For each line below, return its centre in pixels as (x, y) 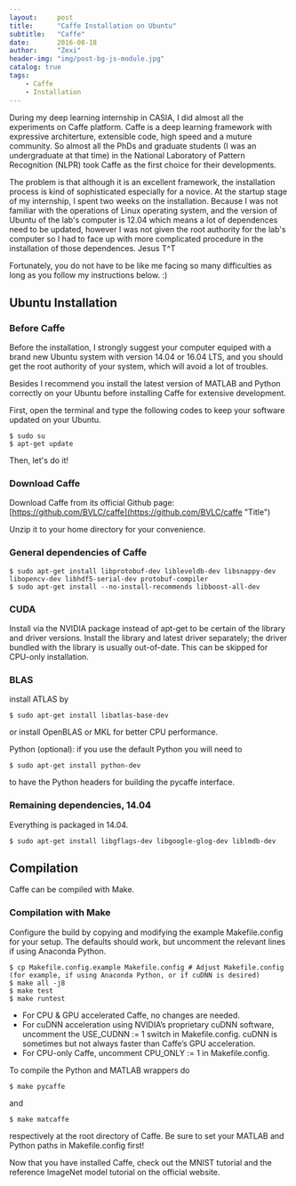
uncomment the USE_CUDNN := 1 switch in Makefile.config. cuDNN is (150, 1034)
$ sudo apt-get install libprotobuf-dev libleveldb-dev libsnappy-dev (143, 571)
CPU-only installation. (49, 657)
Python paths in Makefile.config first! (77, 1145)
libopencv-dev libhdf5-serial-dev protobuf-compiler (109, 579)
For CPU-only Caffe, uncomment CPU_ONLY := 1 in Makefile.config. (146, 1052)
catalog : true (36, 68)
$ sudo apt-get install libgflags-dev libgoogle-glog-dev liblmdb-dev (143, 841)
